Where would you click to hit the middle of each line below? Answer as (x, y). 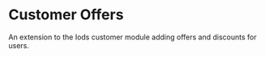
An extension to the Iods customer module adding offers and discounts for (132, 37)
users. (19, 45)
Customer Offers (66, 15)
